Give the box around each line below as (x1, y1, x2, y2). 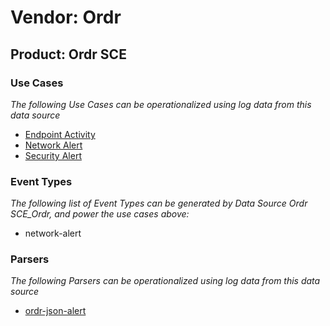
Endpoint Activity (24, 128, 96, 140)
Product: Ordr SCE (10, 46, 127, 63)
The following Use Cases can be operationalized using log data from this (10, 98, 312, 110)
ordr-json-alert (24, 305, 87, 317)
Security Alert (24, 149, 82, 161)
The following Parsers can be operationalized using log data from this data (10, 275, 321, 287)
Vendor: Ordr (10, 6, 122, 29)
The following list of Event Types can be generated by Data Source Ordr (10, 197, 308, 210)
